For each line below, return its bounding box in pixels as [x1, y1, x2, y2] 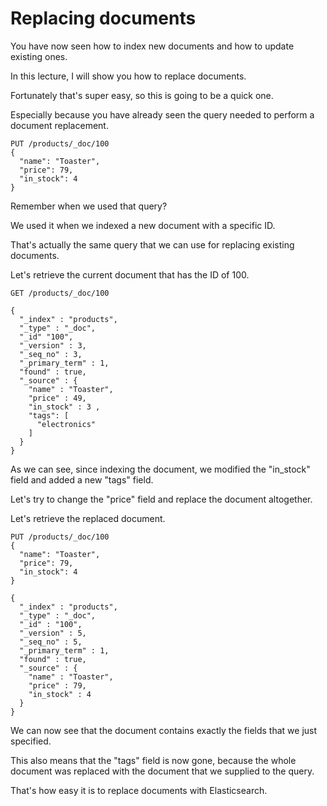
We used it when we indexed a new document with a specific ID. [10, 219, 276, 231]
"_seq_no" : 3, [19, 349, 83, 359]
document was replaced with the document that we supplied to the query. [10, 765, 315, 777]
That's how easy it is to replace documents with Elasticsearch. [10, 784, 268, 796]
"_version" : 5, [19, 628, 87, 638]
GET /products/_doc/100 [10, 288, 110, 298]
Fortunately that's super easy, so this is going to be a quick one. [10, 89, 274, 101]
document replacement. [10, 119, 109, 131]
